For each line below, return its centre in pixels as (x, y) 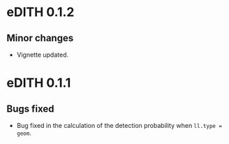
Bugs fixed (30, 109)
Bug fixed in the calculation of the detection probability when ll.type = (119, 125)
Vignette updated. (43, 55)
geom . (24, 133)
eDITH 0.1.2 (40, 12)
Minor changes (40, 38)
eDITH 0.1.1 (39, 83)
